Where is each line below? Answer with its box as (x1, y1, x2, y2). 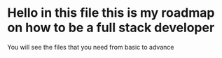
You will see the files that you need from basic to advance (7, 43, 174, 51)
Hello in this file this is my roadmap (7, 5, 215, 21)
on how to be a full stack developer (7, 20, 215, 36)
